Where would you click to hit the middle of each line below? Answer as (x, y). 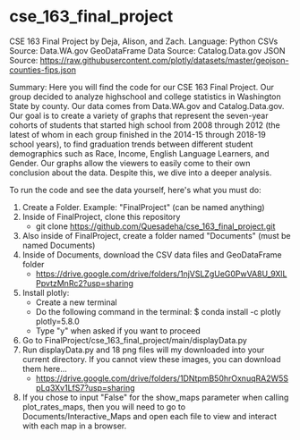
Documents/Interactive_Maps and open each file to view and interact (150, 416)
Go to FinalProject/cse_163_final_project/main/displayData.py (135, 340)
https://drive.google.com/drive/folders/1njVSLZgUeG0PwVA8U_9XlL (161, 274)
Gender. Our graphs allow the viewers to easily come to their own (130, 163)
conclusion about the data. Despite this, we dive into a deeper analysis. (141, 173)
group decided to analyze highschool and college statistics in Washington (146, 97)
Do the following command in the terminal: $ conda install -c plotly (158, 311)
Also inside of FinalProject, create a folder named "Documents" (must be (156, 235)
